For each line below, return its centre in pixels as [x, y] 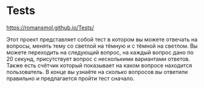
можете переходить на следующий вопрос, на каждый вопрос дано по [100, 52]
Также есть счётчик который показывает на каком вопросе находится [99, 65]
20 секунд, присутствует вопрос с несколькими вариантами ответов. [98, 59]
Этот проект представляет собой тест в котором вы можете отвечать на [102, 39]
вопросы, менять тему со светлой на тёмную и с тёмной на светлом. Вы [102, 46]
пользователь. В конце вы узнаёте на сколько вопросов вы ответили [97, 71]
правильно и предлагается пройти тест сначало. [71, 78]
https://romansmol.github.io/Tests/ [50, 28]
